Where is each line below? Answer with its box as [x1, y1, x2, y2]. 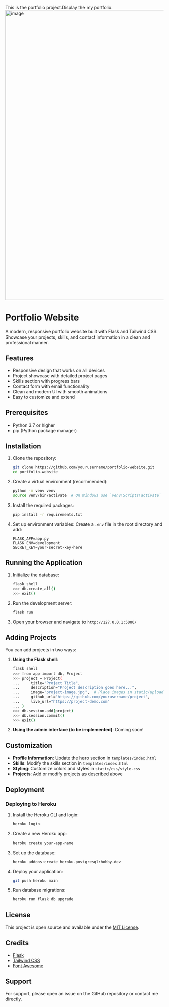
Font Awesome [12, 963, 44, 969]
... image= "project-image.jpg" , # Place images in [12, 690, 132, 695]
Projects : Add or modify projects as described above [12, 771, 123, 777]
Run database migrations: [12, 887, 66, 893]
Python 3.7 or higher [12, 422, 55, 428]
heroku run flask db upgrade [12, 897, 74, 902]
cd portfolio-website [12, 470, 58, 475]
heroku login [12, 821, 40, 826]
